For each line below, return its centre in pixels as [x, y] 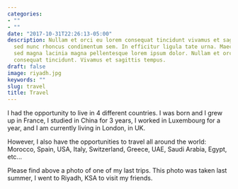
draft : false [27, 67]
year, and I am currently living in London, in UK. [76, 128]
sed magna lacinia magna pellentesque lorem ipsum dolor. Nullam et [117, 54]
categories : [25, 14]
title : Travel [28, 93]
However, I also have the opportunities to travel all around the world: [107, 142]
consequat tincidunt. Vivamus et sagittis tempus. [90, 60]
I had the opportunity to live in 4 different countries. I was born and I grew [115, 113]
